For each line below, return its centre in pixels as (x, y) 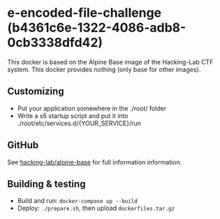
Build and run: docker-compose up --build (77, 201)
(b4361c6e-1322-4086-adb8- (97, 28)
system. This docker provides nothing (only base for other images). (104, 69)
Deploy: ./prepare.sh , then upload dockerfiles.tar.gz (96, 209)
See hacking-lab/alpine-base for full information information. (95, 162)
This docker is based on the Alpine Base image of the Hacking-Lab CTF (110, 62)
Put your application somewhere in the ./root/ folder (91, 108)
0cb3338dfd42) (55, 43)
